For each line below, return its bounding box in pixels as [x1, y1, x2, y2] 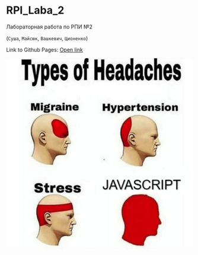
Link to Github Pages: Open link [6, 46, 83, 53]
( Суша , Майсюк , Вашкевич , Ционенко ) [6, 34, 88, 42]
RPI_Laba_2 [6, 4, 65, 17]
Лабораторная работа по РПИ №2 [6, 23, 93, 30]
